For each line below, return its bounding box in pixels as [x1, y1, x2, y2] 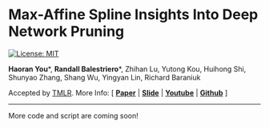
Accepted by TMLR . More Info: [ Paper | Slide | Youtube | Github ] [8, 87, 228, 97]
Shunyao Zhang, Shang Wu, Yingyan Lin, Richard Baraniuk [8, 72, 201, 82]
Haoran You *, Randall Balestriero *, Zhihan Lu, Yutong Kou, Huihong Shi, [8, 64, 247, 73]
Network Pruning [8, 22, 125, 41]
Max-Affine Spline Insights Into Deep [8, 6, 259, 24]
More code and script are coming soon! [8, 111, 139, 120]
